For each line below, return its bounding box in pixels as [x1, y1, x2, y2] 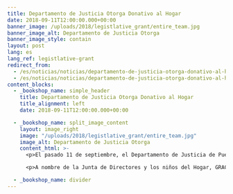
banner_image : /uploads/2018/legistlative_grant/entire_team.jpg [7, 23, 200, 30]
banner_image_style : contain [7, 36, 92, 43]
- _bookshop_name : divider [13, 177, 92, 184]
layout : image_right [19, 125, 79, 132]
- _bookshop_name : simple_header [13, 87, 110, 94]
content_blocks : [7, 81, 54, 88]
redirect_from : [7, 62, 51, 69]
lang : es [7, 49, 33, 56]
